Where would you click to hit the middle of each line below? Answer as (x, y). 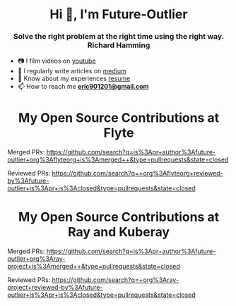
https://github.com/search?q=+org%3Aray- (115, 280)
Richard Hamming (119, 45)
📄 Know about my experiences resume (74, 79)
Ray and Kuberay (119, 232)
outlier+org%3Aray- (36, 259)
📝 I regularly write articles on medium (72, 71)
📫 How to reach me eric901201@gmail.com (83, 87)
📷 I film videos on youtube (57, 61)
